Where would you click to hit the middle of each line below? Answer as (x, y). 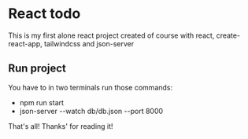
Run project (37, 69)
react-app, (25, 43)
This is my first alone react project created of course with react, (111, 35)
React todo (44, 14)
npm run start (42, 102)
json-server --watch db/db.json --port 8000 (91, 111)
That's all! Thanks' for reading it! (61, 126)
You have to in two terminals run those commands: (91, 87)
